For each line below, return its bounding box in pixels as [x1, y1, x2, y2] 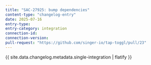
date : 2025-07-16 [5, 17, 42, 22]
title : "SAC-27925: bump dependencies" [5, 7, 90, 13]
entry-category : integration [5, 26, 67, 31]
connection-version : [5, 36, 49, 41]
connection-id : [5, 31, 38, 36]
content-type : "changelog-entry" [5, 12, 76, 17]
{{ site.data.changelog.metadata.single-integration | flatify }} [5, 54, 132, 60]
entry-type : [5, 21, 31, 27]
